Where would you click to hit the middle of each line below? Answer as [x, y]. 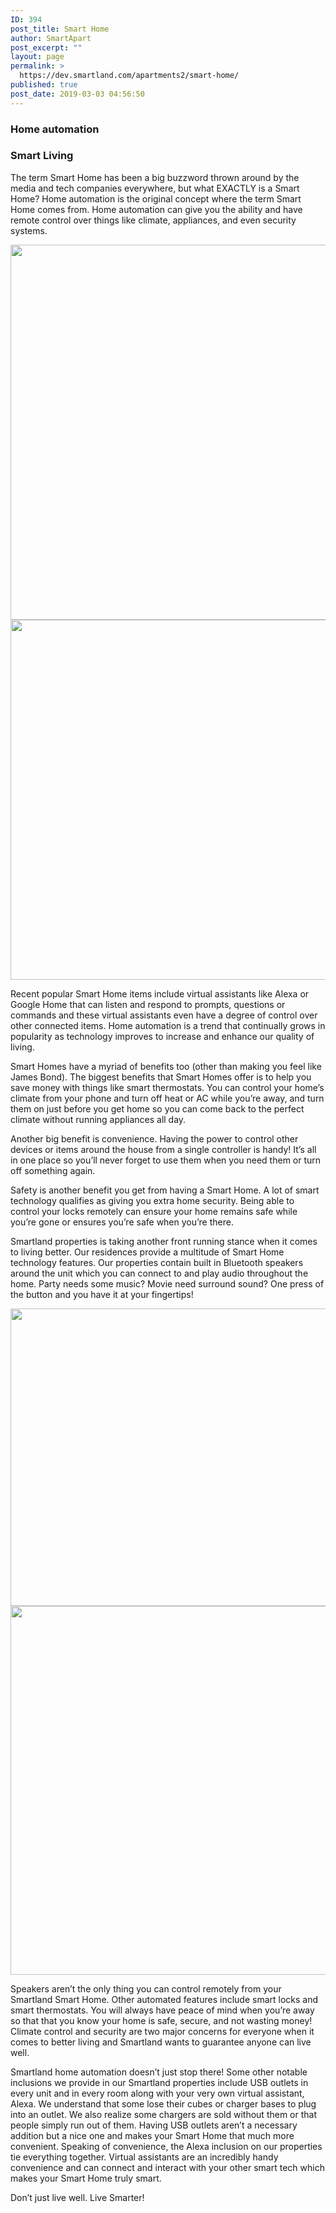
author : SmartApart [51, 38]
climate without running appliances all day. [98, 1119]
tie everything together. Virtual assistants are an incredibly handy [144, 2157]
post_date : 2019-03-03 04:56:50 [77, 94]
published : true [44, 85]
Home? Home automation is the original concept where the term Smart [156, 198]
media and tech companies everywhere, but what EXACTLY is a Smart [155, 188]
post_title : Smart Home [60, 29]
